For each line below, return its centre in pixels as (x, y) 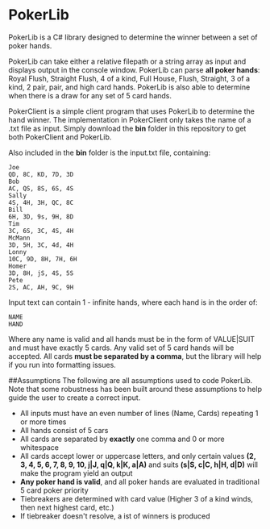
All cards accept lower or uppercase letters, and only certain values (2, (138, 456)
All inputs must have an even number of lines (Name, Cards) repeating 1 (139, 413)
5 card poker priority (54, 490)
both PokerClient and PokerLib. (60, 137)
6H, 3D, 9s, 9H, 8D (41, 217)
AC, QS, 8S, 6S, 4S (41, 188)
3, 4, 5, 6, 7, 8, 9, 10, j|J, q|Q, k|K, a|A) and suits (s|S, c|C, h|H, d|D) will (139, 464)
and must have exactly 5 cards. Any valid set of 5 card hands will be (121, 348)
